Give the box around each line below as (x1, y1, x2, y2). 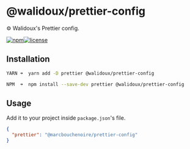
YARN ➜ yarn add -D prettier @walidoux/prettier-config (6, 70, 155, 76)
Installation (6, 54, 50, 65)
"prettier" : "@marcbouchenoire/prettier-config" (12, 132, 138, 138)
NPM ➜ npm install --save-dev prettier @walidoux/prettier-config (6, 81, 185, 87)
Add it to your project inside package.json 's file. (6, 114, 126, 122)
